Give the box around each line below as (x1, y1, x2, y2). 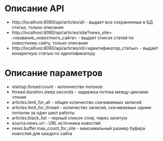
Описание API (4, 3, 65, 14)
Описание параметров (4, 68, 103, 79)
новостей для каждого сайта (11, 130, 72, 136)
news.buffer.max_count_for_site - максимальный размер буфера (11, 125, 145, 131)
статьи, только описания (11, 24, 64, 30)
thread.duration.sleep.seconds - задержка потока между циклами (11, 89, 149, 94)
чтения (11, 94, 26, 100)
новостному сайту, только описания (11, 40, 89, 46)
